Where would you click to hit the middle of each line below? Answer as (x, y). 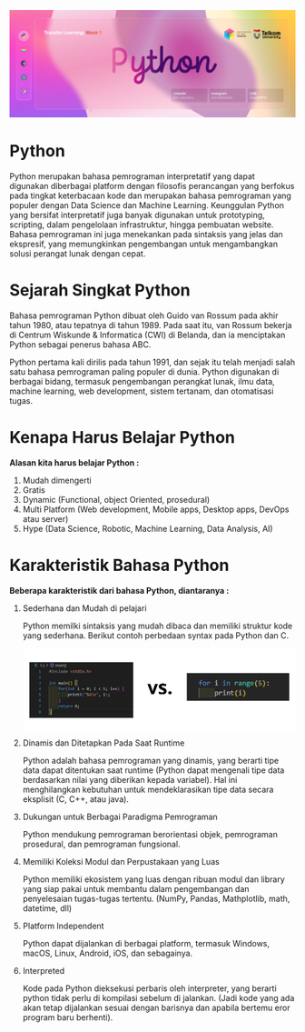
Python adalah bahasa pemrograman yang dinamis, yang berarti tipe (151, 761)
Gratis (34, 490)
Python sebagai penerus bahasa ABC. (80, 344)
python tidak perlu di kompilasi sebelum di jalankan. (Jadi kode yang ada (158, 998)
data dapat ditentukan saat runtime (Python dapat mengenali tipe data (153, 770)
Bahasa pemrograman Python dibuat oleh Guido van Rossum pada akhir (144, 316)
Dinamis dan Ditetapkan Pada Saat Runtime (103, 743)
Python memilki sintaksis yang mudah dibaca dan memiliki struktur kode (157, 626)
